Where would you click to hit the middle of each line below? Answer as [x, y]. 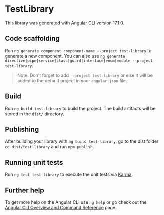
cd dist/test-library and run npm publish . [50, 147]
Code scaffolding [32, 39]
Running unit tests [34, 162]
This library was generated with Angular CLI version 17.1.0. [65, 23]
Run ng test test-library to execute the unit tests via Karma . [69, 174]
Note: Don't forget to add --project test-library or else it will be [85, 75]
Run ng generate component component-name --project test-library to [78, 50]
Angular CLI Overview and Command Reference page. [61, 207]
